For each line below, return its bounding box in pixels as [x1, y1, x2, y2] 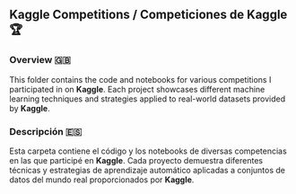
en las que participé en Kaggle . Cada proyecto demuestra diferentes [9, 154, 263, 165]
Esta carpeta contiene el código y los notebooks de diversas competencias [9, 145, 287, 156]
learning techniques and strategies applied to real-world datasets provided [9, 93, 286, 104]
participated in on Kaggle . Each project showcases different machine [9, 84, 266, 94]
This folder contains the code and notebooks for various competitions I [9, 74, 272, 84]
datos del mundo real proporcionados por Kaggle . [9, 174, 195, 185]
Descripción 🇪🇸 [9, 125, 83, 137]
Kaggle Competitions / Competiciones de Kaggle [9, 7, 288, 22]
